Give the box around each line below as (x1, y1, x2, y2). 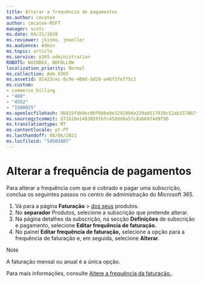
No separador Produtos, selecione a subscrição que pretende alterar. (14, 209, 188, 216)
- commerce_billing (6, 88, 56, 94)
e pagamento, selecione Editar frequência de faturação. (14, 221, 157, 229)
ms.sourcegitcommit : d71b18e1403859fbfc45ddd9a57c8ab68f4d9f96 (6, 115, 169, 122)
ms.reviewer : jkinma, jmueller (6, 37, 85, 43)
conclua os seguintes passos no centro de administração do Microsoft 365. (6, 190, 195, 198)
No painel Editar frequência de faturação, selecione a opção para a (14, 228, 185, 235)
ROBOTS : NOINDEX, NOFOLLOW (6, 59, 74, 65)
